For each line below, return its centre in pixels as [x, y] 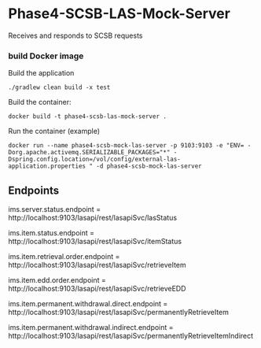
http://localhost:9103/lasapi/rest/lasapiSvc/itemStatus [95, 242]
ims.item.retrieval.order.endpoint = [64, 257]
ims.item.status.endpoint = [51, 233]
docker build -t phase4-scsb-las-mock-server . [88, 117]
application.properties [47, 166]
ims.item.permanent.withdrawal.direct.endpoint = [88, 304]
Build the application [41, 73]
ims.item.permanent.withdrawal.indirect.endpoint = [91, 328]
